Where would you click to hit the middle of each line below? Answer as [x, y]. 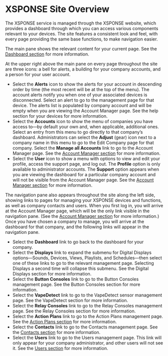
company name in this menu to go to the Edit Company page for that [83, 142]
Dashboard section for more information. [47, 54]
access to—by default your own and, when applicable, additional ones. [86, 127]
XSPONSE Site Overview [57, 9]
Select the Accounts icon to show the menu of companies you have [83, 121]
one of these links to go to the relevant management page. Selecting [83, 263]
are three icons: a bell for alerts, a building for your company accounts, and [83, 69]
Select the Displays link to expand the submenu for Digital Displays [82, 252]
